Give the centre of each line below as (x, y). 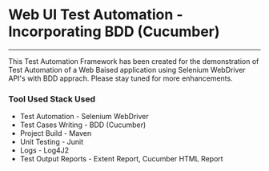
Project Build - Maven (56, 133)
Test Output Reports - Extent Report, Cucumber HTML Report (121, 159)
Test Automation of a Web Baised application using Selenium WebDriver (127, 70)
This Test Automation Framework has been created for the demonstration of (134, 61)
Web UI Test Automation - (96, 15)
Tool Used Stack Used (52, 99)
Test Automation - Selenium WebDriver (84, 117)
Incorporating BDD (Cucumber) (114, 32)
